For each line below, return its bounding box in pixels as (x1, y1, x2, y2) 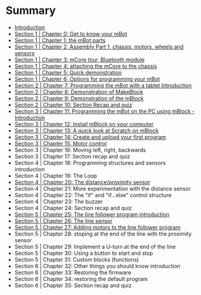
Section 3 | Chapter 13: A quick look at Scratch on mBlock (14, 127, 159, 134)
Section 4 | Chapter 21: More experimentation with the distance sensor (14, 185, 191, 192)
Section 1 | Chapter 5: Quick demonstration (14, 69, 122, 76)
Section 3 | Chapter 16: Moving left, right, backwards (14, 146, 147, 154)
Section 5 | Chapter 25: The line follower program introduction (14, 211, 170, 218)
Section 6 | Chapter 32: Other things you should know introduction (14, 262, 181, 270)
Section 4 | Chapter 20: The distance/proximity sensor (14, 178, 151, 186)
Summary (5, 4, 56, 18)
